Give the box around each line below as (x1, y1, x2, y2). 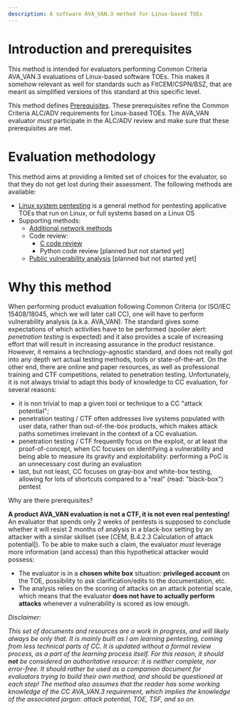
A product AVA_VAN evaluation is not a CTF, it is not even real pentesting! (8, 510, 230, 519)
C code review (39, 239, 83, 248)
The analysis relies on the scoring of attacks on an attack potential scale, (18, 584, 233, 593)
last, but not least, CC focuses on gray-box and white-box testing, (18, 467, 212, 476)
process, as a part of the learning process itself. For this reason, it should (8, 650, 224, 658)
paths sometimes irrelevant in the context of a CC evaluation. (18, 430, 198, 438)
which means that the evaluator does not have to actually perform (18, 592, 215, 600)
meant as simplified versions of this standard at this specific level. (8, 87, 202, 96)
